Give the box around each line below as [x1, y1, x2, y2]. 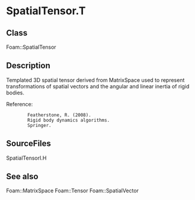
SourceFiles [6, 138, 52, 149]
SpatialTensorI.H [6, 154, 47, 161]
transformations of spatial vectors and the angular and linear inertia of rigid [6, 82, 190, 90]
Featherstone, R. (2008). [27, 112, 92, 118]
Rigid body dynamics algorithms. [27, 117, 110, 123]
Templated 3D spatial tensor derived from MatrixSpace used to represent [6, 76, 185, 84]
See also [6, 172, 39, 182]
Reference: [6, 100, 33, 107]
